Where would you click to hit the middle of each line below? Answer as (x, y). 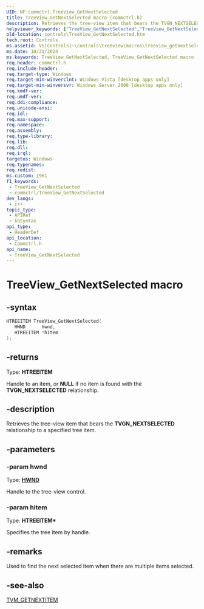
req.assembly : (24, 131)
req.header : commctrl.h (36, 63)
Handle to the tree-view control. (46, 492)
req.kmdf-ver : (24, 91)
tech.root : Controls (32, 40)
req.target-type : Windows (39, 74)
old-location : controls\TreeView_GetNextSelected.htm (76, 35)
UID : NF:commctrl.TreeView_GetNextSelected (62, 12)
